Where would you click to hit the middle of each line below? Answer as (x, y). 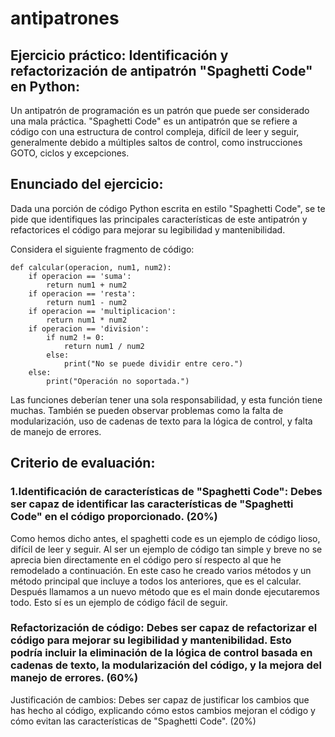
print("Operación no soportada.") (118, 381)
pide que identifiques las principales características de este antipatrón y (159, 219)
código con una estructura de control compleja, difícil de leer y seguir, (155, 131)
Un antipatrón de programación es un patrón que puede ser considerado (160, 110)
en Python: (45, 86)
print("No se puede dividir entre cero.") (153, 363)
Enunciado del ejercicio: (87, 184)
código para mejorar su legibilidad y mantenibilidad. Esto (151, 640)
